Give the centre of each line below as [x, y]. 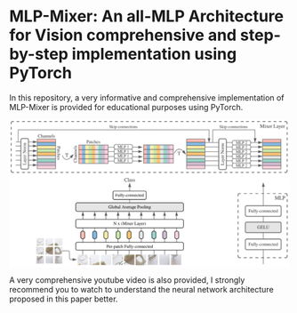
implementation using [154, 54]
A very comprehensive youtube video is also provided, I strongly [127, 280]
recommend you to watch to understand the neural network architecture [141, 290]
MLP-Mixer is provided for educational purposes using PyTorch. [126, 107]
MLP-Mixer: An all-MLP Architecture [147, 16]
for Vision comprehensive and [123, 35]
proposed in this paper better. [64, 299]
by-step [39, 54]
